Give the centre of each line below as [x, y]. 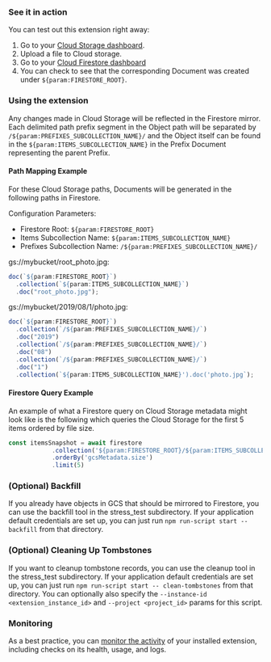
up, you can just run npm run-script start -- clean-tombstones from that [131, 585]
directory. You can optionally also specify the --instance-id [108, 593]
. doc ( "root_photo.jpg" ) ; [57, 292]
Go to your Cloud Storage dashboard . [82, 45]
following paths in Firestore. [54, 197]
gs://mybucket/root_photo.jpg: [59, 262]
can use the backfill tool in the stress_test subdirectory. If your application [131, 512]
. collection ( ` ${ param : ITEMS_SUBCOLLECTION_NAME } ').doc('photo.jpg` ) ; [135, 374]
